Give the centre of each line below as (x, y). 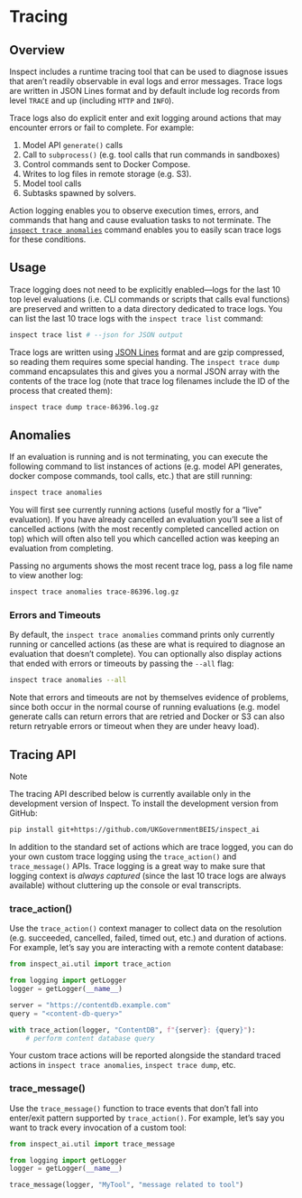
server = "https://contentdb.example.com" (90, 1005)
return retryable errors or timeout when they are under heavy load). (134, 726)
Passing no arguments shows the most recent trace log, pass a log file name (151, 566)
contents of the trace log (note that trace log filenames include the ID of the (150, 380)
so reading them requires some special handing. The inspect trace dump (145, 361)
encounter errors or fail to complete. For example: (102, 127)
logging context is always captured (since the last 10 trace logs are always (148, 875)
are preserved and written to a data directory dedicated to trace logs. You (146, 308)
